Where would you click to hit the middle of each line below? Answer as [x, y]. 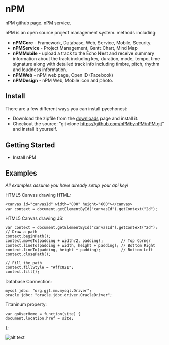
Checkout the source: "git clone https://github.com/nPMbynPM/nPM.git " [89, 124]
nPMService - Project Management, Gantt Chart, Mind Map [75, 48]
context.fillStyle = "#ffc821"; [39, 268]
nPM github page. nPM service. [38, 23]
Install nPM [24, 157]
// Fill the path [24, 263]
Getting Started [30, 145]
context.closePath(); [28, 254]
